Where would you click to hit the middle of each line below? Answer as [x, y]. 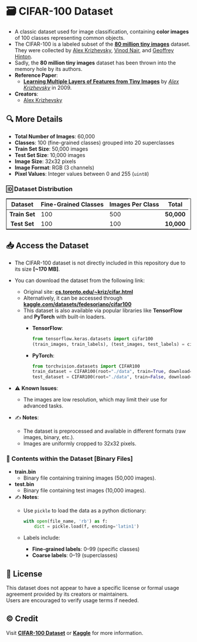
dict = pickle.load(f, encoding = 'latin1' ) [87, 526]
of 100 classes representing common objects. [69, 38]
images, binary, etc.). [49, 437]
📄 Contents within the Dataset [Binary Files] [69, 459]
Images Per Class [134, 205]
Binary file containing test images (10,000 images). [84, 490]
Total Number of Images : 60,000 [55, 136]
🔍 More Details [34, 119]
